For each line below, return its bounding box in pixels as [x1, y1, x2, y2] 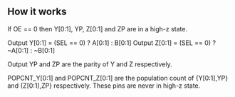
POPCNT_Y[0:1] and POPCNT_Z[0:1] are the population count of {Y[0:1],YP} [7, 73, 229, 82]
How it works [7, 6, 67, 18]
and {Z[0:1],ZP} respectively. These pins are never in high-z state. [7, 81, 201, 90]
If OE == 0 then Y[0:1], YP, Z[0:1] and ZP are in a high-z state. [7, 24, 187, 33]
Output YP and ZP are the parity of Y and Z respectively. [7, 60, 172, 68]
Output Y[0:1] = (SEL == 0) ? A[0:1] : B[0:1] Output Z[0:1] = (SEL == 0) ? [7, 39, 216, 47]
